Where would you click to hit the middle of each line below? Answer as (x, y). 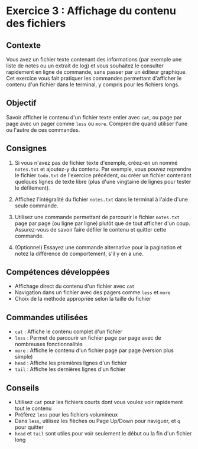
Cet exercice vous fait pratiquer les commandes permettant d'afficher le (94, 78)
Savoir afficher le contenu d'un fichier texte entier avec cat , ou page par (94, 117)
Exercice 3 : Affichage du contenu (91, 11)
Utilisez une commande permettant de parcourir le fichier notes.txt (97, 217)
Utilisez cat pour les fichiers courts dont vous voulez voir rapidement (99, 402)
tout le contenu (33, 408)
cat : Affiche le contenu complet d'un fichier (68, 331)
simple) (24, 357)
